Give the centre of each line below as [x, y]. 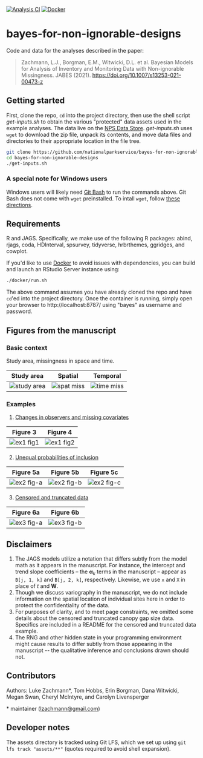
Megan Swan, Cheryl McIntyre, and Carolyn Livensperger [78, 697]
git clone [19, 152]
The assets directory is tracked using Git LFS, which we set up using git [96, 742]
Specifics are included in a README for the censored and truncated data [105, 624]
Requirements [33, 224]
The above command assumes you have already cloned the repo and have [99, 292]
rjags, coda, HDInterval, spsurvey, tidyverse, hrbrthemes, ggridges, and [95, 245]
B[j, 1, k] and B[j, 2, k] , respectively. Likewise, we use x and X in [100, 579]
